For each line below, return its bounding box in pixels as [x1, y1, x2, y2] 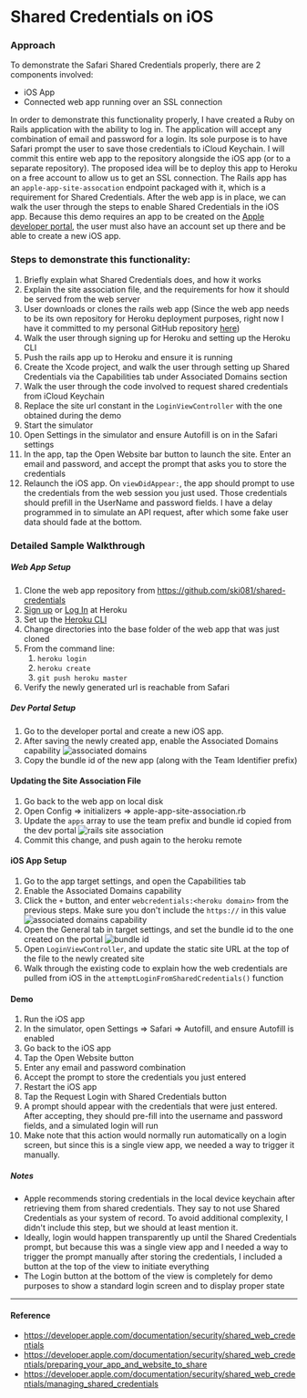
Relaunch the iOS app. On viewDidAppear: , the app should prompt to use [23, 477, 295, 489]
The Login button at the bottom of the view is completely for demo [23, 1270, 273, 1282]
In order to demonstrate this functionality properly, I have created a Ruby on [10, 114, 295, 125]
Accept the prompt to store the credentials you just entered [23, 1072, 247, 1082]
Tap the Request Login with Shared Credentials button [23, 1092, 227, 1103]
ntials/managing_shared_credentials [23, 1379, 159, 1390]
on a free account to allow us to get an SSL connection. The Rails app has [10, 172, 288, 183]
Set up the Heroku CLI [23, 614, 107, 625]
